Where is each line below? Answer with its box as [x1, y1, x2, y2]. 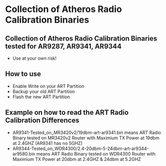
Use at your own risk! [12, 55, 57, 61]
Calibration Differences [5, 116, 80, 125]
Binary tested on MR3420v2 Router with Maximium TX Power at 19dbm [12, 134, 159, 141]
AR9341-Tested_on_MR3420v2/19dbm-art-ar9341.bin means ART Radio [12, 129, 161, 135]
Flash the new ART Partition [12, 94, 70, 100]
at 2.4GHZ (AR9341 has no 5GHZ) [12, 140, 83, 146]
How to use [5, 70, 41, 78]
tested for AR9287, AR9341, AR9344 [5, 42, 122, 51]
